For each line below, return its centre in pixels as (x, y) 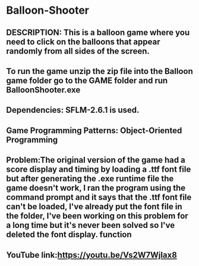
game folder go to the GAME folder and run (87, 80)
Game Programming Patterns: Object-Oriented (94, 130)
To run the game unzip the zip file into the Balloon (99, 71)
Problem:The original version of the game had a (96, 160)
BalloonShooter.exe (43, 90)
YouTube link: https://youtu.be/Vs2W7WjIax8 (91, 255)
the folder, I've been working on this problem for (97, 216)
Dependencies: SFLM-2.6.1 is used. (73, 110)
